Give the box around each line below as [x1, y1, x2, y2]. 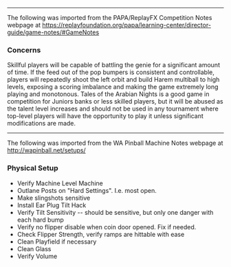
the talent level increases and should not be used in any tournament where [7, 104, 219, 113]
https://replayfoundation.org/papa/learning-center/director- [42, 21, 212, 29]
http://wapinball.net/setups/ [7, 146, 86, 154]
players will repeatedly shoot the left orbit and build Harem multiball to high [7, 76, 220, 84]
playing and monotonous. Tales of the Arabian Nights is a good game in [7, 90, 210, 98]
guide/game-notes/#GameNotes [7, 28, 100, 36]
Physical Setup [7, 163, 58, 173]
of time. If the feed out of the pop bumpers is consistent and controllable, [7, 68, 214, 76]
